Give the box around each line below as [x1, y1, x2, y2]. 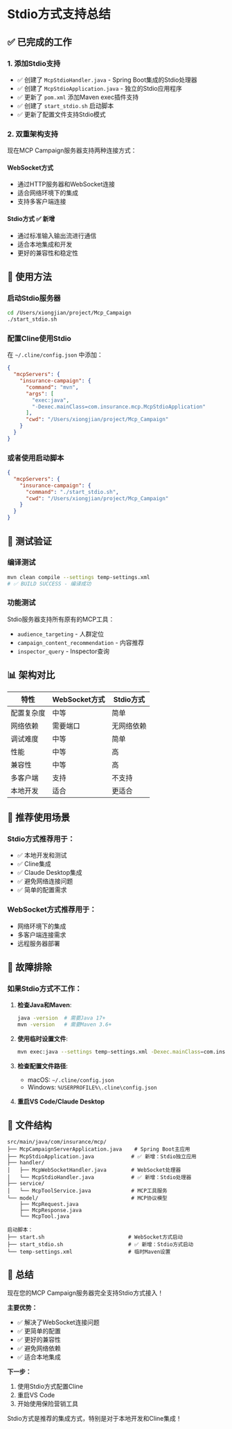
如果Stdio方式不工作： [7, 984, 82, 993]
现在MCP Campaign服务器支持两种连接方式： [7, 146, 137, 154]
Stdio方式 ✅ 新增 [7, 214, 55, 222]
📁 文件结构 [7, 1119, 52, 1131]
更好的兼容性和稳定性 [17, 249, 78, 257]
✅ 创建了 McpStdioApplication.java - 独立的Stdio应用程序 [17, 84, 182, 92]
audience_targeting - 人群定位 [17, 630, 104, 638]
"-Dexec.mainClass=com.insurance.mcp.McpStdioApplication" [32, 403, 206, 410]
